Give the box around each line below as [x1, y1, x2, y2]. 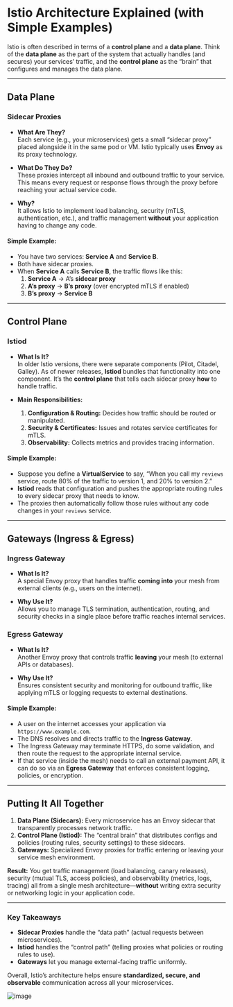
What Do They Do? [17, 163, 73, 171]
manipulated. [27, 416, 65, 424]
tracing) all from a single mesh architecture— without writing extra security [7, 881, 221, 889]
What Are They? [17, 128, 66, 136]
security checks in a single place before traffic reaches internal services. [17, 612, 225, 621]
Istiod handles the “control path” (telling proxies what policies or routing [17, 943, 223, 952]
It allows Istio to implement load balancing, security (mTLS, [17, 206, 186, 214]
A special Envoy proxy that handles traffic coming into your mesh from [17, 577, 220, 585]
